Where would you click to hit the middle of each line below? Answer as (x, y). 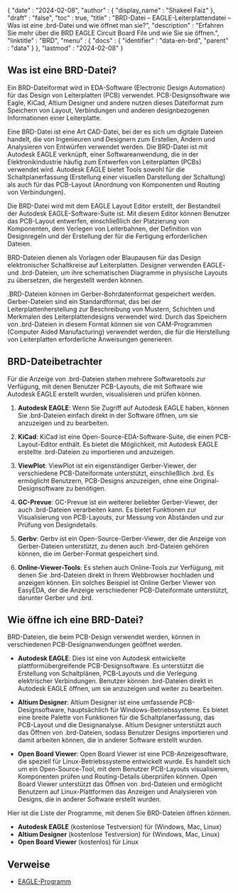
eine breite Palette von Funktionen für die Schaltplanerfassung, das (116, 717)
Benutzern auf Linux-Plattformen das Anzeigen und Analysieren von (117, 792)
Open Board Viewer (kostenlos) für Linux (78, 842)
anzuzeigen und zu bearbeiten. (63, 423)
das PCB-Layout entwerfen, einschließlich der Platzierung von (98, 221)
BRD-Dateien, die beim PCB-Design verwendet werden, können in (104, 637)
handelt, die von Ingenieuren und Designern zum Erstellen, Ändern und (111, 139)
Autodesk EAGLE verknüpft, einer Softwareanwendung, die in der (103, 154)
